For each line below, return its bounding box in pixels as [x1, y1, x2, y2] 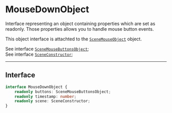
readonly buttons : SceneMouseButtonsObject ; [14, 89, 111, 94]
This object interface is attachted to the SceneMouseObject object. [5, 36, 142, 42]
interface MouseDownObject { [5, 84, 68, 89]
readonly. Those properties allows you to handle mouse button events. [5, 26, 154, 32]
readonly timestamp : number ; [14, 94, 77, 99]
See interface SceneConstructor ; [5, 51, 73, 57]
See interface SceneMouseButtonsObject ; [5, 46, 89, 52]
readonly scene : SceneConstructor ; [14, 99, 91, 104]
